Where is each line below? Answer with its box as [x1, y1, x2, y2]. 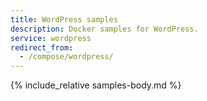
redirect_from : [10, 42, 74, 53]
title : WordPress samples [10, 14, 118, 25]
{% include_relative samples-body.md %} [10, 79, 182, 91]
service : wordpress [10, 33, 92, 43]
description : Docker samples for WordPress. [10, 24, 199, 34]
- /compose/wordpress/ [19, 52, 114, 62]
